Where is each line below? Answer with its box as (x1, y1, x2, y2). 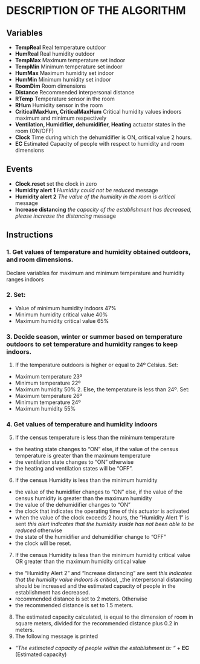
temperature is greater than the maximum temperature (15, 452, 151, 460)
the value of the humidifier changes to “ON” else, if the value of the (15, 488, 183, 496)
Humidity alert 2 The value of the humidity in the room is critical (15, 193, 176, 200)
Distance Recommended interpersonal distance (15, 89, 135, 96)
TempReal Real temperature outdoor (15, 44, 107, 51)
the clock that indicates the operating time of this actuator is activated (15, 507, 190, 515)
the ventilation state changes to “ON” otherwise (15, 458, 134, 466)
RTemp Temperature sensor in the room (15, 95, 115, 102)
